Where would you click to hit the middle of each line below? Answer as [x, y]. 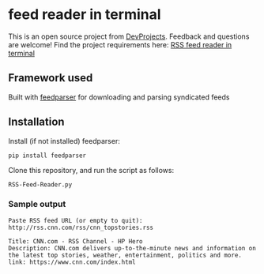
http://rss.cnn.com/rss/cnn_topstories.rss [81, 227]
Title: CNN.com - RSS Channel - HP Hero [76, 241]
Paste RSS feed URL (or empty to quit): [76, 220]
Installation [36, 122]
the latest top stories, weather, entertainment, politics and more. [125, 255]
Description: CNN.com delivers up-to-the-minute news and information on [132, 248]
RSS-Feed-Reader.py [40, 184]
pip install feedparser [47, 156]
